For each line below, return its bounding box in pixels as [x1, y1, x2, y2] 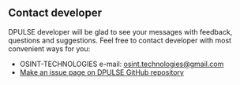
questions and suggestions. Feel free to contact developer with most [8, 35, 231, 45]
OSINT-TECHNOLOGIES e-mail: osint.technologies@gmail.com [19, 59, 224, 68]
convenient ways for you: [8, 43, 91, 54]
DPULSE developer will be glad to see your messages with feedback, [8, 27, 233, 36]
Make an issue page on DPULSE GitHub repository [19, 67, 184, 77]
